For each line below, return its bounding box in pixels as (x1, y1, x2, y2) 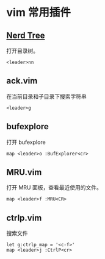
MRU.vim (6, 167, 42, 177)
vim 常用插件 (6, 5, 71, 20)
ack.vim (6, 76, 38, 86)
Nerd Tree (6, 30, 45, 40)
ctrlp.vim (6, 213, 42, 223)
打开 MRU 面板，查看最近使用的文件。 (6, 184, 102, 191)
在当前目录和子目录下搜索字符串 (6, 93, 87, 100)
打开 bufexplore (6, 138, 46, 146)
